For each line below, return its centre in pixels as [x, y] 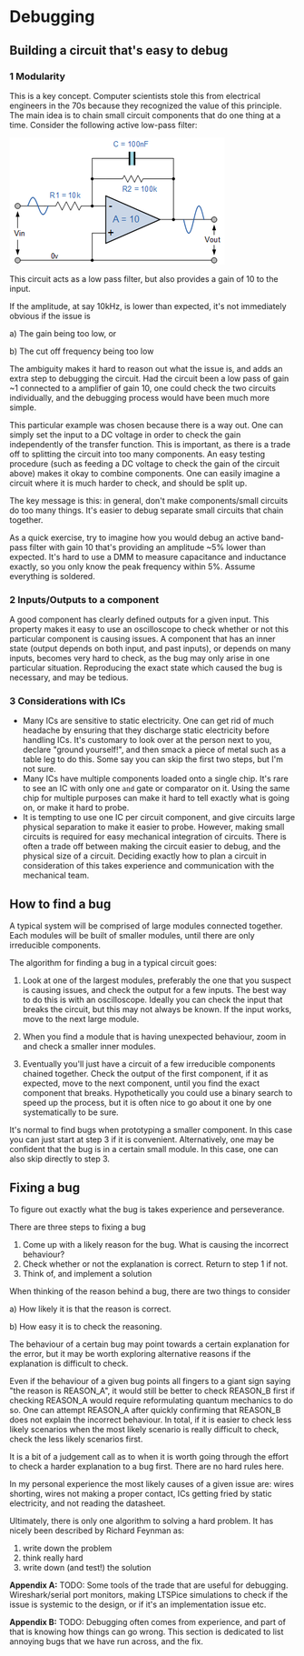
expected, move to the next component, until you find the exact [141, 1083]
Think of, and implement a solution [87, 1274]
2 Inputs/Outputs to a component [84, 599]
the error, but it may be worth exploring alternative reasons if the [130, 1354]
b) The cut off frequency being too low [82, 351]
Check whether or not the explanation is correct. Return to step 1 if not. [155, 1264]
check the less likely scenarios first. [76, 1440]
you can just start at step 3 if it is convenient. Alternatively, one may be [142, 1139]
